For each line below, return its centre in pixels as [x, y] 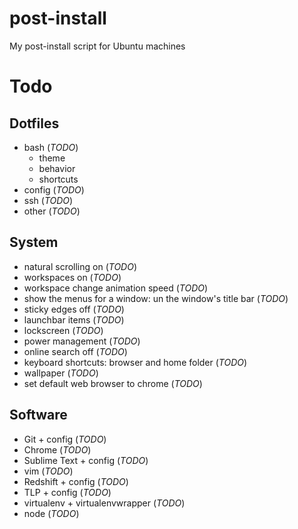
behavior [57, 168]
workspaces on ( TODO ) [72, 277]
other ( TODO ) [52, 211]
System [34, 242]
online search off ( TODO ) [75, 351]
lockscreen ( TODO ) [63, 330]
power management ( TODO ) [82, 341]
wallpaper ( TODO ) [61, 373]
